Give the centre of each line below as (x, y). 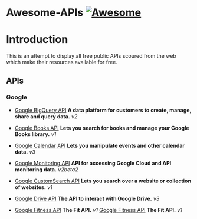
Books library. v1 (35, 134)
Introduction (37, 40)
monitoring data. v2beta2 (46, 169)
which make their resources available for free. (62, 62)
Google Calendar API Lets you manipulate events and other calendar (99, 145)
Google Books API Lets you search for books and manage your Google (102, 128)
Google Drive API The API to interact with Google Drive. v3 (87, 198)
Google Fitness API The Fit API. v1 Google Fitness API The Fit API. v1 (98, 210)
